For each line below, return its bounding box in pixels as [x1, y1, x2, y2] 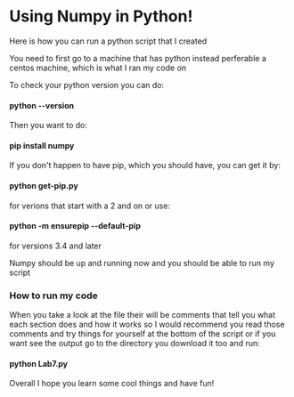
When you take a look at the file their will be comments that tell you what [9, 310, 276, 320]
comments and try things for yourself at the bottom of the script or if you [9, 328, 276, 339]
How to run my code [9, 289, 98, 302]
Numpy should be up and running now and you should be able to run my [9, 257, 274, 268]
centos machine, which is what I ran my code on [9, 62, 187, 73]
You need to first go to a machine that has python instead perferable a [9, 53, 267, 63]
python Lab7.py [9, 358, 69, 369]
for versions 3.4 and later [9, 240, 102, 251]
